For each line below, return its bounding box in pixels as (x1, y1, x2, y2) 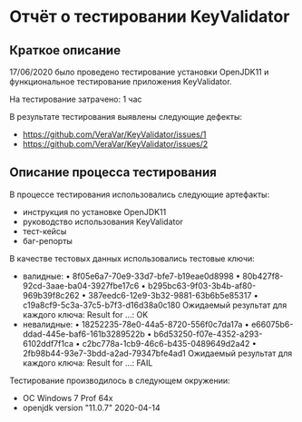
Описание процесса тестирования (9, 165, 218, 181)
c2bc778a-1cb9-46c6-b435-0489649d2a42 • (82, 338, 257, 348)
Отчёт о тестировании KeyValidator (9, 6, 290, 27)
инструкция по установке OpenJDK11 (22, 206, 167, 217)
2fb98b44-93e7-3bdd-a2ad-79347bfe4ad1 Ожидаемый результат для (22, 348, 293, 358)
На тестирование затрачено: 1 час (9, 93, 142, 104)
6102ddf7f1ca (22, 338, 74, 348)
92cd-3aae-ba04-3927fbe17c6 (22, 280, 140, 291)
